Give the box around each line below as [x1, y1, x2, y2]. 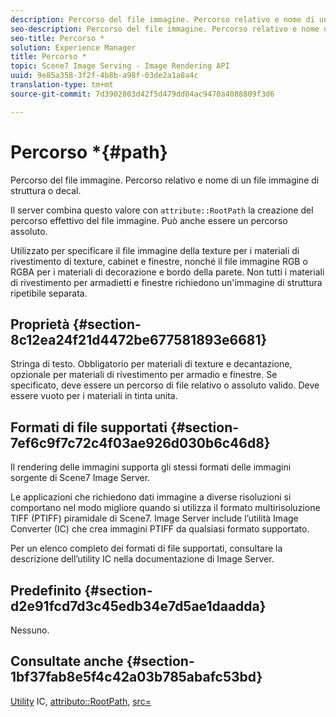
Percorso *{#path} [10, 141, 168, 163]
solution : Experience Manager [10, 42, 137, 53]
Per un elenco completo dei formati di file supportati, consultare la [10, 542, 283, 555]
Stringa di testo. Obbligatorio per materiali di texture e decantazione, [10, 358, 293, 370]
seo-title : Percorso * [10, 33, 105, 43]
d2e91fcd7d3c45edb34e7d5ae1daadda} [10, 597, 267, 615]
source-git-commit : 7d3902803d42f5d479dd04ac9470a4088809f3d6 [10, 89, 275, 99]
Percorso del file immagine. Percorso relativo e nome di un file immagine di [10, 174, 320, 186]
